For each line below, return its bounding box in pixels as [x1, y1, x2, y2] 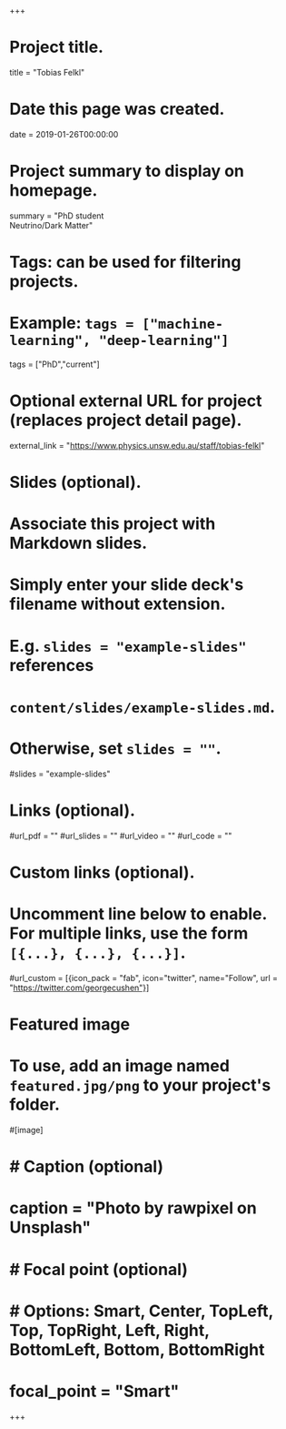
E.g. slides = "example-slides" [9, 635, 247, 656]
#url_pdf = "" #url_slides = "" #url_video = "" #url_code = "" [9, 830, 232, 841]
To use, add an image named [9, 1056, 230, 1077]
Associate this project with [9, 513, 216, 534]
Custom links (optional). [9, 862, 195, 883]
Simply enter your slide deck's [9, 574, 244, 595]
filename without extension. [9, 593, 226, 614]
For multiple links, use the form [9, 923, 249, 944]
